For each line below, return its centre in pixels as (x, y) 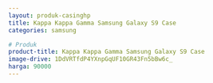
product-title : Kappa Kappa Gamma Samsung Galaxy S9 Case (106, 52)
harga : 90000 (30, 67)
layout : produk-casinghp (49, 15)
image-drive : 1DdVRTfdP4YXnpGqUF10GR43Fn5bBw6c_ (91, 59)
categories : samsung (43, 30)
